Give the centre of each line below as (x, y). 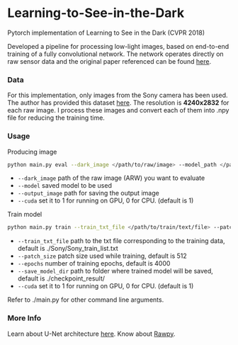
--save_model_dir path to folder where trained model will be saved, (115, 271)
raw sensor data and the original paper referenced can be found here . (109, 61)
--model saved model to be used (64, 186)
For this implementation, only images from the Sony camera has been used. (118, 95)
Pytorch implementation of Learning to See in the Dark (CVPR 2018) (106, 33)
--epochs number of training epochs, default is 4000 (94, 264)
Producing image (32, 152)
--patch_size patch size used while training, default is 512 (102, 256)
